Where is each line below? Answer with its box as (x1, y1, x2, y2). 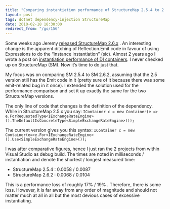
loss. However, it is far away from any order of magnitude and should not (5, 187, 157, 193)
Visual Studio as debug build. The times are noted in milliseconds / (5, 151, 144, 157)
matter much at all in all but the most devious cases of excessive (5, 192, 140, 198)
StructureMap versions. (5, 93, 55, 99)
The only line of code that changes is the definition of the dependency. (5, 103, 153, 109)
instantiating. (5, 198, 32, 204)
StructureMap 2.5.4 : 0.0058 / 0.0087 (12, 166, 91, 172)
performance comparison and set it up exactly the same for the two (5, 88, 146, 94)
